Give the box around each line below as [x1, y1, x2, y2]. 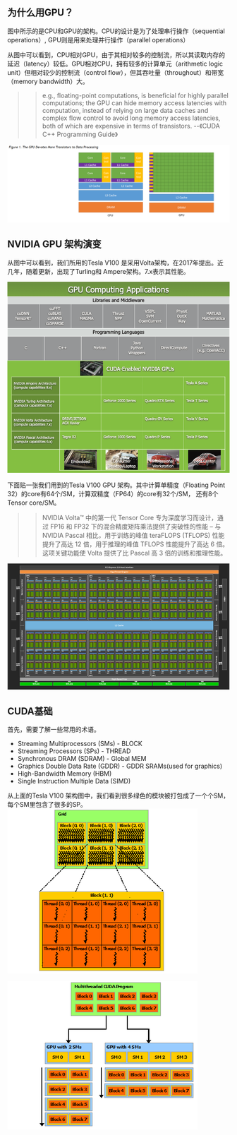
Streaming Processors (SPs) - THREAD [17, 747, 131, 755]
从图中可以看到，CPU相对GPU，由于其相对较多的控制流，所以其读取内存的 [7, 50, 226, 59]
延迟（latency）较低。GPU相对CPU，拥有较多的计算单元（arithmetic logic [7, 59, 224, 68]
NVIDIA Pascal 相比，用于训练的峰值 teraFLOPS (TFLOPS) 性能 [42, 531, 225, 539]
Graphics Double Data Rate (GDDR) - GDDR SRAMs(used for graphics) [17, 762, 223, 771]
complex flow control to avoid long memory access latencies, [42, 114, 221, 122]
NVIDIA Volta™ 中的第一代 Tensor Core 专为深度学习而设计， [42, 513, 218, 522]
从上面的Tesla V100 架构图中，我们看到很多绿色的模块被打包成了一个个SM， [7, 791, 230, 800]
